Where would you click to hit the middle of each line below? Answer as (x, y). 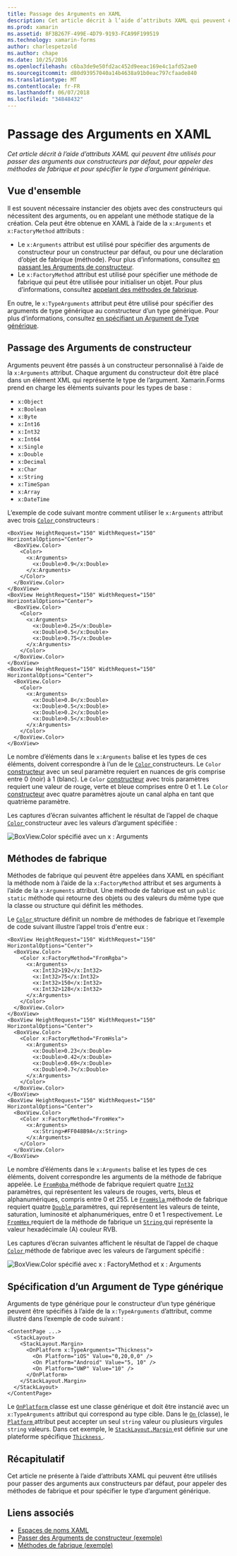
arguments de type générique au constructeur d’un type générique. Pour (113, 310)
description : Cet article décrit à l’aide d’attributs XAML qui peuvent (116, 21)
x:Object (30, 402)
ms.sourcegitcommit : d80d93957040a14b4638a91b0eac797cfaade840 (102, 73)
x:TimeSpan (34, 484)
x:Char (27, 469)
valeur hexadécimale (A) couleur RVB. (62, 1229)
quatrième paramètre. (39, 801)
